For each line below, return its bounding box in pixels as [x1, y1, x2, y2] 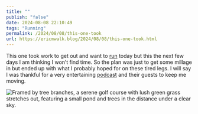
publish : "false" [6, 14, 49, 20]
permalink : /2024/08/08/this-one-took [6, 31, 102, 37]
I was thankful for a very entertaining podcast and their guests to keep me [6, 71, 187, 78]
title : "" [6, 8, 31, 15]
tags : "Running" [6, 25, 46, 31]
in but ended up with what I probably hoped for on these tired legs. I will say [6, 65, 191, 71]
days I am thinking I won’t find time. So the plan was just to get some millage [6, 58, 192, 66]
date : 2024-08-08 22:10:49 [6, 19, 73, 25]
